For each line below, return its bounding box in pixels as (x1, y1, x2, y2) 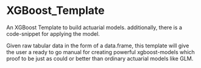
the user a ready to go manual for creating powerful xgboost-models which (6, 48, 195, 55)
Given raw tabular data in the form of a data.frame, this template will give (6, 42, 189, 49)
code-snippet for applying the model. (6, 30, 100, 37)
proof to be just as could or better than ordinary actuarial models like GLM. (6, 55, 194, 62)
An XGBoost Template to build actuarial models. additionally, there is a (6, 24, 183, 31)
